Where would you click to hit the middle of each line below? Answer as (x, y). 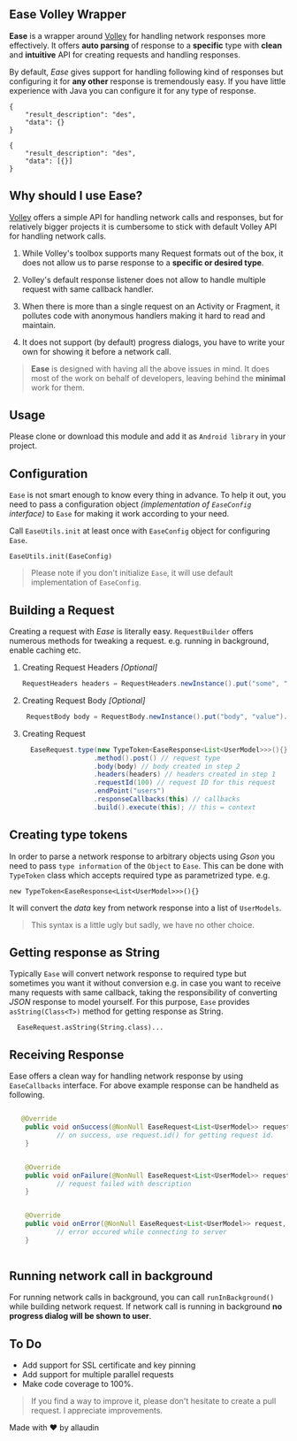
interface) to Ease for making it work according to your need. (119, 514)
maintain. (38, 325)
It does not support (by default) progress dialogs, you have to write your (153, 342)
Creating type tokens (69, 835)
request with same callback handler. (88, 289)
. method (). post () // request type (157, 758)
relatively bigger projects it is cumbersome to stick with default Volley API (143, 226)
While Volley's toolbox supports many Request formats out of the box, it (152, 253)
